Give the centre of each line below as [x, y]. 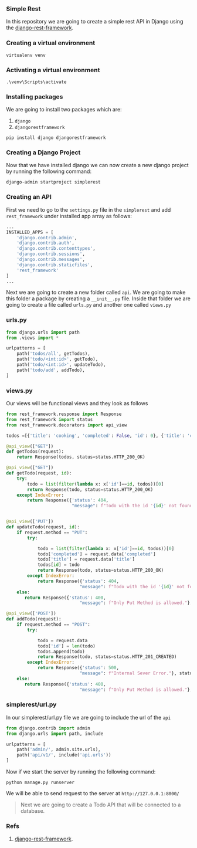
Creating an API [29, 197]
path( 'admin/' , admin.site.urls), [59, 749]
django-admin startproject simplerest [53, 182]
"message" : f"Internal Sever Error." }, [128, 673]
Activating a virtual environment [53, 70]
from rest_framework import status [50, 419]
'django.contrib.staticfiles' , [55, 265]
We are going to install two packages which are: [64, 110]
